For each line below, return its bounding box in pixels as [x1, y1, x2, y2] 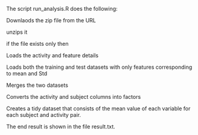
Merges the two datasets [6, 81, 68, 89]
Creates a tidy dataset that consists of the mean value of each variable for [6, 105, 191, 112]
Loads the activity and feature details [6, 52, 98, 59]
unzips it [6, 28, 28, 36]
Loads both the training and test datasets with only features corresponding [6, 63, 193, 71]
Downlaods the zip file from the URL [6, 17, 97, 24]
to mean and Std [6, 70, 48, 77]
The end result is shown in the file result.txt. [6, 123, 116, 130]
